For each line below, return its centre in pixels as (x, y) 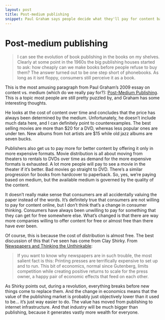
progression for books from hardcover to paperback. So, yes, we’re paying (81, 175)
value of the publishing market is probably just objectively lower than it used (82, 297)
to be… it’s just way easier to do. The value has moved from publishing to (79, 302)
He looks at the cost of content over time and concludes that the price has (80, 113)
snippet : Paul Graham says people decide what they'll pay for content (80, 19)
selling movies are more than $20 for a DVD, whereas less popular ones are (82, 128)
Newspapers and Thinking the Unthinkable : (49, 246)
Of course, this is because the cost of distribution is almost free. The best (80, 236)
